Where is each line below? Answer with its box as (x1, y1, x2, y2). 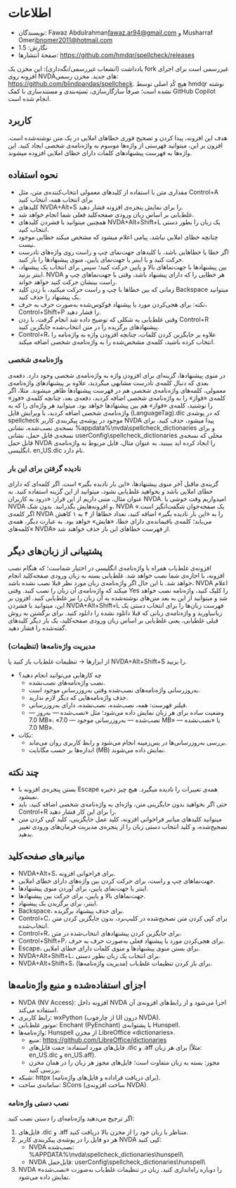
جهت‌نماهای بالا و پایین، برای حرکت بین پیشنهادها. (18, 891, 146, 900)
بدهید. (18, 830, 34, 838)
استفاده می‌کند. (18, 1005, 58, 1014)
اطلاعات (8, 5, 52, 21)
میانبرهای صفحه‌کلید (8, 850, 85, 862)
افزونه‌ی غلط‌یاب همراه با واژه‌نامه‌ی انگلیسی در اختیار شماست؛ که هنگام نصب (8, 563, 211, 572)
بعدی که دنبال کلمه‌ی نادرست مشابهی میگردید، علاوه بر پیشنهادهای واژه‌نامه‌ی (8, 379, 209, 387)
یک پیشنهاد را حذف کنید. (18, 293, 81, 301)
